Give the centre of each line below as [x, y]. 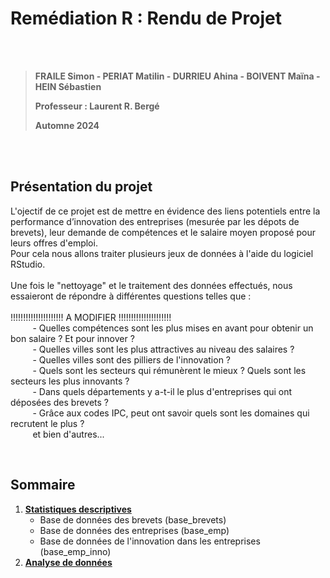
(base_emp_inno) [75, 551]
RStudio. [28, 264]
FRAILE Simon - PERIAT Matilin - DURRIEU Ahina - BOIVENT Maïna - [177, 76]
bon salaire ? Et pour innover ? [72, 338]
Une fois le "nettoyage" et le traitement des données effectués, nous [151, 285]
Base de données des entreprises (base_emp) [134, 530]
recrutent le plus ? [47, 423]
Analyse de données [68, 562]
